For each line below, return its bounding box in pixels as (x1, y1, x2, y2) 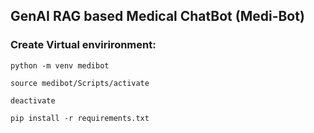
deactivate (10, 95, 56, 106)
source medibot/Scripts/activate (10, 78, 150, 88)
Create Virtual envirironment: (10, 38, 157, 52)
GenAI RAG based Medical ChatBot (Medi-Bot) (10, 8, 305, 25)
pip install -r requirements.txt (10, 113, 150, 123)
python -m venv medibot (10, 60, 110, 71)
